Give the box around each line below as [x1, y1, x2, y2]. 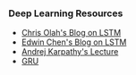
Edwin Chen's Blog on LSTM [21, 37, 127, 47]
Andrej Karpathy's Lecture [21, 46, 119, 57]
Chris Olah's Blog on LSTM [21, 28, 122, 38]
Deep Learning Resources [8, 7, 123, 20]
